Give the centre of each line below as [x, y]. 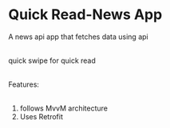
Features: [24, 84]
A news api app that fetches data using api [79, 37]
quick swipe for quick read [52, 60]
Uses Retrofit [42, 116]
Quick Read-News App [85, 15]
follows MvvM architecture [64, 108]
